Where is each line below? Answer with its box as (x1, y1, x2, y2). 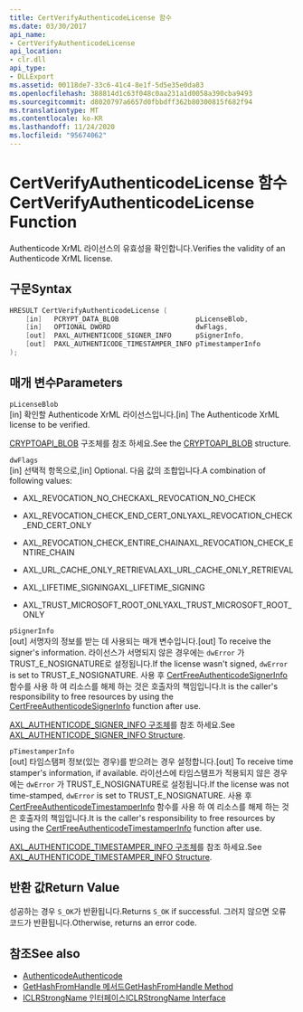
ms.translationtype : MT (9, 106, 99, 115)
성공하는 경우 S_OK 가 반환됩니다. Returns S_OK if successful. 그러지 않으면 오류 (9, 905, 287, 916)
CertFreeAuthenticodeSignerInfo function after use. (9, 700, 202, 711)
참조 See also (9, 946, 80, 961)
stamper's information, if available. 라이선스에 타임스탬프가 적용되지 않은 (9, 767, 271, 778)
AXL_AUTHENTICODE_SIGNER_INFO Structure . (9, 729, 185, 740)
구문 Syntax (9, 281, 72, 297)
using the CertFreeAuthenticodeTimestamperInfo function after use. (9, 822, 262, 833)
